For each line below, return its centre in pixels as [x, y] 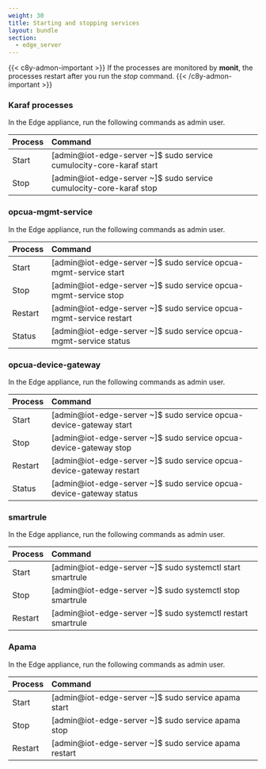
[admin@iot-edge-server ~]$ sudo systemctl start [146, 567]
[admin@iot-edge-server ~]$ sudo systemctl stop [145, 590]
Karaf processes [41, 106]
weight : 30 [26, 15]
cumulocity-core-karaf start [104, 165]
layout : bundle [33, 30]
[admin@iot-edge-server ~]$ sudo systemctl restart [150, 613]
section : [23, 38]
